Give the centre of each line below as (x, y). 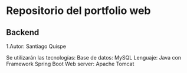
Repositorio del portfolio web (78, 11)
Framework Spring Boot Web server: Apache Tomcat (70, 64)
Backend (23, 32)
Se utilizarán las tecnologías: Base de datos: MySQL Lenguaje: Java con (94, 58)
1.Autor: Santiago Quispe (36, 46)
